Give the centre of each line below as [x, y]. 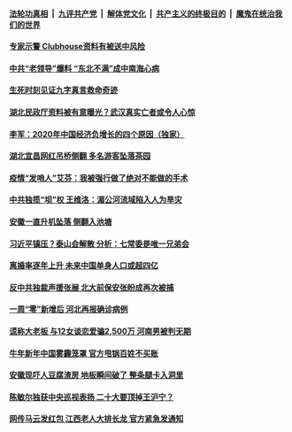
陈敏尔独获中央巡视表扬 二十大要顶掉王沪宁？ [92, 397]
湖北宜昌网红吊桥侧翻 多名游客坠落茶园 [80, 156]
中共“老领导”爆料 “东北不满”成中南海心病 [85, 68]
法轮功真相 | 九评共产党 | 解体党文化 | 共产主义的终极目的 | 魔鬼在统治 [142, 13]
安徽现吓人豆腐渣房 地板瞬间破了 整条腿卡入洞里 [96, 375]
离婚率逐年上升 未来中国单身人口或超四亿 [84, 266]
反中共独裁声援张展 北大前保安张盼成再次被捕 [92, 287]
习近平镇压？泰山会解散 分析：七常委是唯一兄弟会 [100, 243]
